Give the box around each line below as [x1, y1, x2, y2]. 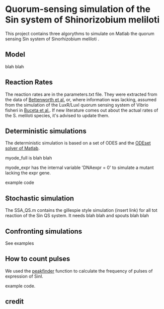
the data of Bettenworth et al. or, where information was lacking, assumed [5, 96, 157, 103]
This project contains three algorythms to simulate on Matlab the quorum [5, 30, 155, 36]
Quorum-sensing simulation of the [5, 3, 151, 15]
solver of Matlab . [5, 146, 40, 152]
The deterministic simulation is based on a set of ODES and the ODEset [5, 140, 151, 146]
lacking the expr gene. [5, 170, 51, 176]
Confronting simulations [5, 227, 82, 235]
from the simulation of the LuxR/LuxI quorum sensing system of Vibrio [5, 102, 149, 108]
